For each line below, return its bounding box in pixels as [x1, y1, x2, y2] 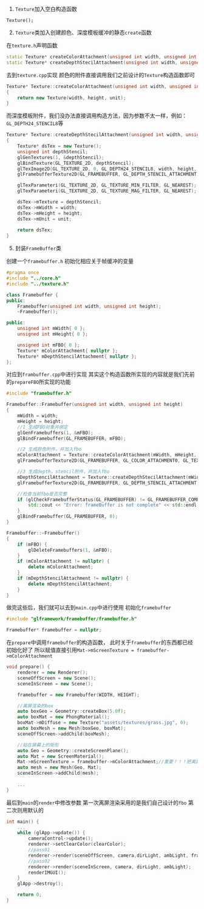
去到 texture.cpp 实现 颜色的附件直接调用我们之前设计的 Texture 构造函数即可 [6, 71, 195, 78]
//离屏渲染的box [17, 702, 53, 709]
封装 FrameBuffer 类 [15, 245, 62, 252]
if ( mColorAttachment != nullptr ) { [17, 558, 110, 564]
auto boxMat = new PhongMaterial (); [17, 714, 110, 720]
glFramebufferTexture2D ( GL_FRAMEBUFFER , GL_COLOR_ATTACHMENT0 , [17, 458, 181, 464]
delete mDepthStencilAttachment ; [28, 581, 113, 587]
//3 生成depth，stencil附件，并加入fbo [17, 468, 110, 475]
